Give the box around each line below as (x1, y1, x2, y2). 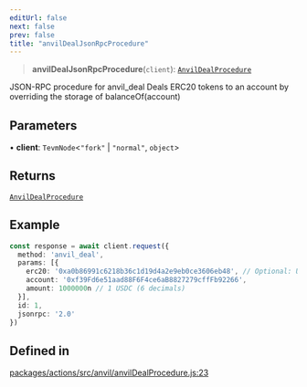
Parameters (9, 118, 78, 133)
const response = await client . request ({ (9, 241, 170, 251)
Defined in (9, 343, 70, 359)
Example (9, 217, 60, 233)
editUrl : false (9, 13, 68, 23)
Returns (9, 168, 57, 183)
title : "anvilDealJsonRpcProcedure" (9, 38, 149, 48)
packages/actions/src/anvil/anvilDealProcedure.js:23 (9, 367, 209, 379)
